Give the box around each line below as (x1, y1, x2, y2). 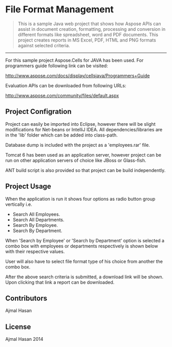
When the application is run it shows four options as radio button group (5, 196, 156, 202)
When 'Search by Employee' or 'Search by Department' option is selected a (5, 237, 165, 243)
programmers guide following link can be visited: (5, 63, 109, 69)
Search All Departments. (12, 217, 65, 223)
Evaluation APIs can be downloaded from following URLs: (5, 82, 126, 88)
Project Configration (5, 107, 72, 116)
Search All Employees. (12, 211, 60, 217)
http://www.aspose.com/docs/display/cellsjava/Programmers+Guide (5, 72, 150, 79)
